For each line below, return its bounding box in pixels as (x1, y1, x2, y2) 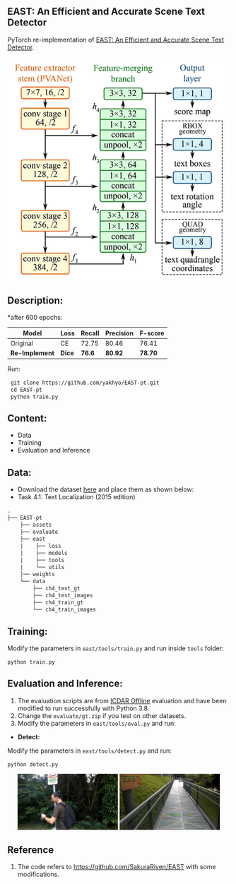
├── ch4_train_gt (33, 599, 83, 607)
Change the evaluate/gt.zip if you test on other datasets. (17, 711, 187, 719)
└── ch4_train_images (33, 607, 97, 614)
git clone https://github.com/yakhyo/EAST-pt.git (10, 379, 160, 386)
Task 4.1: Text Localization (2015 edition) (17, 493, 136, 501)
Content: (7, 412, 47, 424)
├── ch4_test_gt (33, 585, 81, 592)
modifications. (17, 870, 60, 878)
